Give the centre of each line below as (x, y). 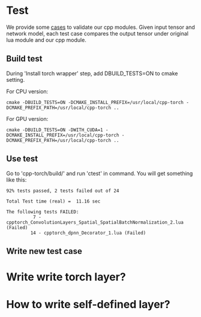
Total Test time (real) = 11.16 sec (53, 201)
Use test (22, 159)
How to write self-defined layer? (88, 305)
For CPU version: (27, 91)
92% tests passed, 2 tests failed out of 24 (63, 191)
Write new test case (44, 251)
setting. (16, 79)
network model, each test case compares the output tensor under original (97, 33)
